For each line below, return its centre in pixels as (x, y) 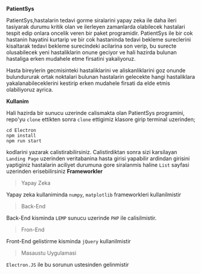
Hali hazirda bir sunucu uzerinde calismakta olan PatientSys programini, (96, 113)
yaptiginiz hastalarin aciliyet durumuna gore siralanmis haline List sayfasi (98, 165)
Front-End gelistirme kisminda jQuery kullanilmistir (69, 241)
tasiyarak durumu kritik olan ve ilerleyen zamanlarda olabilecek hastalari (96, 27)
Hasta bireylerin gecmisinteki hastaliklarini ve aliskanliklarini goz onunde (96, 70)
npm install (21, 135)
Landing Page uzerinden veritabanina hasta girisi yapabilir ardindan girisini (98, 158)
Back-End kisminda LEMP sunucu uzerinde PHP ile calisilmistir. (81, 218)
